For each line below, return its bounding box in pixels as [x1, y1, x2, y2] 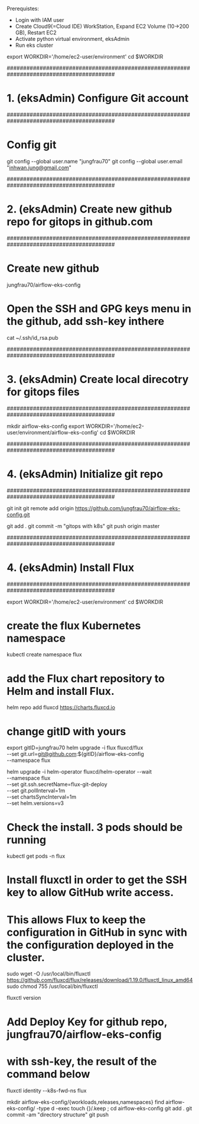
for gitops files [6, 385, 80, 398]
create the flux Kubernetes [6, 619, 141, 632]
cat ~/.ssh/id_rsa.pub [6, 334, 58, 341]
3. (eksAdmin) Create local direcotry [6, 372, 189, 386]
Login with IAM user [15, 17, 64, 23]
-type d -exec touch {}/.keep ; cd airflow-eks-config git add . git [36, 1104, 193, 1112]
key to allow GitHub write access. [6, 886, 174, 899]
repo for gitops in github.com [6, 215, 153, 228]
